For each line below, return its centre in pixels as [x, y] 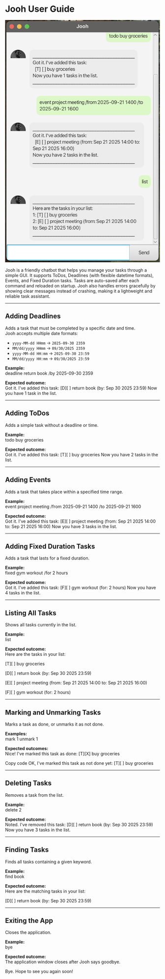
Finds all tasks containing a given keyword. [49, 862]
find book [15, 876]
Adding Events [28, 480]
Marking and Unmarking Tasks [53, 713]
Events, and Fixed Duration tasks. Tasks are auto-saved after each [72, 280]
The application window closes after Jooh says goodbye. [63, 962]
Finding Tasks [27, 850]
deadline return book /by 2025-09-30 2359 [49, 373]
